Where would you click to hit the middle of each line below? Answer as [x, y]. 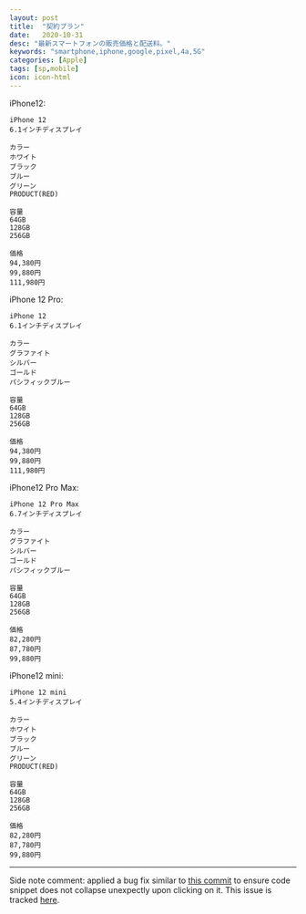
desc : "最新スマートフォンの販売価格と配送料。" [90, 43]
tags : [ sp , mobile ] [44, 69]
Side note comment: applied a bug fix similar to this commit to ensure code [150, 880]
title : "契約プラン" [47, 26]
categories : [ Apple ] [49, 60]
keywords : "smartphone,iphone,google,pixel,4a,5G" [107, 52]
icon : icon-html [40, 78]
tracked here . [35, 899]
